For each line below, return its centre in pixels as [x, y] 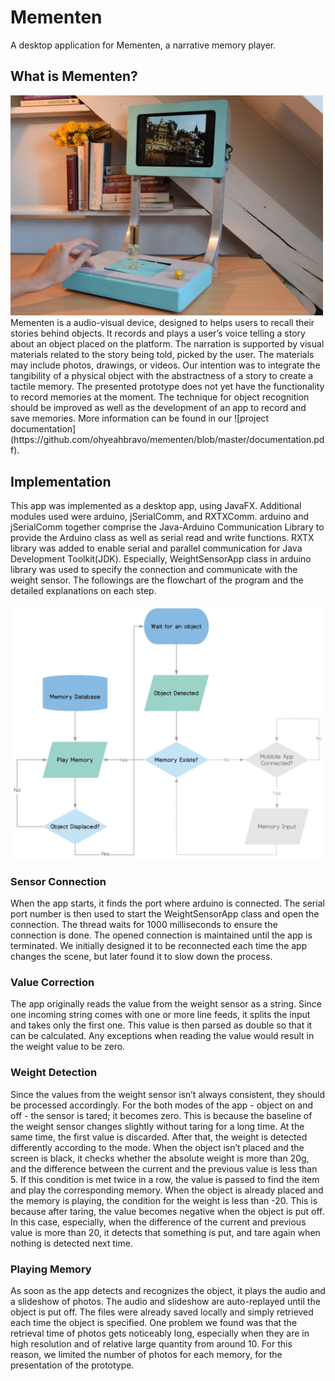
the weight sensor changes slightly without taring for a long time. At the [157, 1126]
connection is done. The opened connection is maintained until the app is [161, 935]
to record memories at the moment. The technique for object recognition [160, 397]
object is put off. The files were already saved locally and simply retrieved [162, 1312]
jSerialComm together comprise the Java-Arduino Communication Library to [167, 527]
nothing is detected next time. [71, 1243]
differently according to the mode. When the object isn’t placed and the [157, 1147]
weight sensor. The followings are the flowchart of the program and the [157, 580]
